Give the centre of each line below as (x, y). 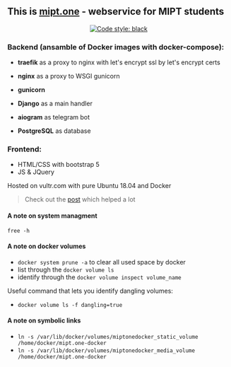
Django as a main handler (55, 104)
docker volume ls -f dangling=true (70, 305)
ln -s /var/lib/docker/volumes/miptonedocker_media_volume (106, 351)
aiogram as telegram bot (54, 117)
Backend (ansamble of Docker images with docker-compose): (116, 47)
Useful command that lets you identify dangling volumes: (90, 291)
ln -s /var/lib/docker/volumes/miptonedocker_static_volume (108, 337)
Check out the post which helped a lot (80, 199)
